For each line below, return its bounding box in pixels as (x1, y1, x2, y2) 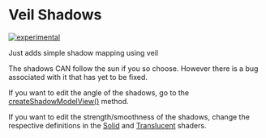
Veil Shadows (8, 6, 102, 24)
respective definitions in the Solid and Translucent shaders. (8, 120, 207, 130)
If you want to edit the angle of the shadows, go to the (8, 87, 190, 98)
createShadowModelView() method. (8, 96, 130, 106)
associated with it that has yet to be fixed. (8, 72, 148, 82)
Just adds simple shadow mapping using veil (8, 48, 159, 57)
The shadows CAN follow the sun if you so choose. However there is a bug (8, 63, 259, 73)
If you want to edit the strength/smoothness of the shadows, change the (8, 111, 250, 122)
